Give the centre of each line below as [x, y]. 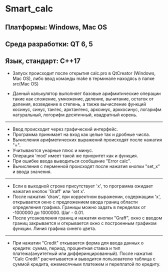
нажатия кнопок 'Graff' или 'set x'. [49, 191]
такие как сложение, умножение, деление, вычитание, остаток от [83, 98]
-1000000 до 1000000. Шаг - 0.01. [48, 212]
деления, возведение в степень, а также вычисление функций [79, 104]
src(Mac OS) [25, 83]
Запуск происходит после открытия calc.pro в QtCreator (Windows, [84, 73]
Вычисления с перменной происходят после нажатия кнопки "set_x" [86, 166]
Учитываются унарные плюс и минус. [53, 150]
